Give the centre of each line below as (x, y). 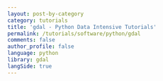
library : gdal (28, 60)
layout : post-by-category (45, 14)
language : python (33, 54)
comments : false (31, 40)
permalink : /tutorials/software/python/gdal (74, 33)
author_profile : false (41, 46)
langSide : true (30, 66)
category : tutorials (38, 20)
